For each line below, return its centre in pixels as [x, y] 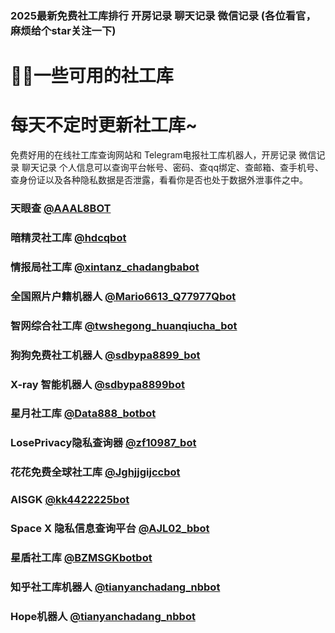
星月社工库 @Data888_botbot [83, 414]
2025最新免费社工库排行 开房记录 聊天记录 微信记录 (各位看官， [163, 15]
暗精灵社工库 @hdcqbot [68, 237]
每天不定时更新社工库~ [104, 125]
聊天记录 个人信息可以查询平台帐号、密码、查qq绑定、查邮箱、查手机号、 [173, 168]
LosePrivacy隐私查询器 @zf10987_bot [103, 443]
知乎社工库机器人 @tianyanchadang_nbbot [115, 587]
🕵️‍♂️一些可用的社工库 [92, 76]
